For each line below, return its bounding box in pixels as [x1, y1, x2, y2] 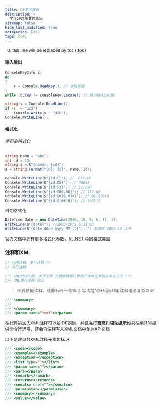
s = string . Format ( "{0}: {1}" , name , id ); [5, 167, 92, 172]
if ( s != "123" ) [5, 106, 38, 111]
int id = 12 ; [5, 158, 31, 163]
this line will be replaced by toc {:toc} [12, 47, 86, 53]
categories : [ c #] [5, 30, 40, 34]
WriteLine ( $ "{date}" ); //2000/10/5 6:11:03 [5, 222, 94, 227]
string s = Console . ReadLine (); [5, 101, 70, 107]
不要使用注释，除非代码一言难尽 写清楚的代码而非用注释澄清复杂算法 [16, 287, 154, 293]
